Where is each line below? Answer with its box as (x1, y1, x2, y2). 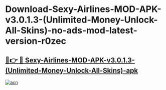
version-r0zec (5, 35, 67, 47)
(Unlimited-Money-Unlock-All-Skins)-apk (5, 66, 138, 74)
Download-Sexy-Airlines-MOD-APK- (5, 3, 161, 15)
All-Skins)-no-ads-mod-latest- (5, 25, 138, 36)
